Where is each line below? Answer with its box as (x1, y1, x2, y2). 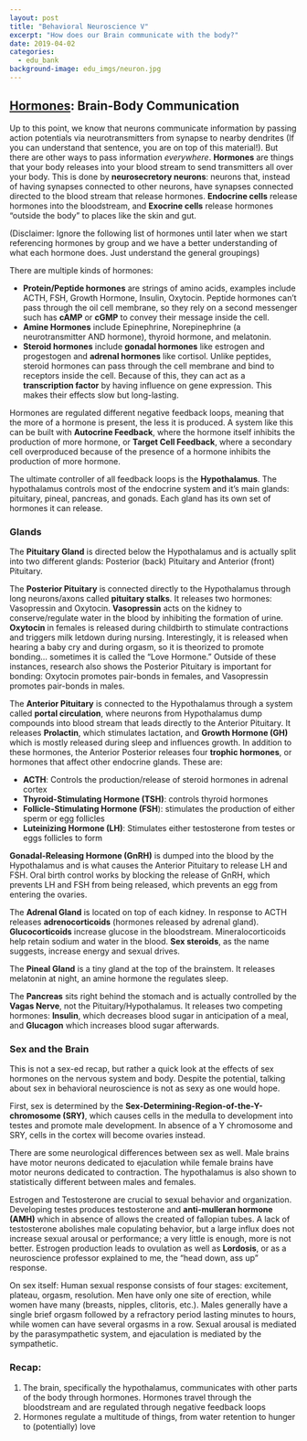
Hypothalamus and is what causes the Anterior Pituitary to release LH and (9, 859, 288, 870)
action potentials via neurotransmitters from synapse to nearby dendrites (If (9, 132, 295, 143)
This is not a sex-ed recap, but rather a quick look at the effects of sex (9, 1063, 274, 1074)
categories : (9, 48, 55, 57)
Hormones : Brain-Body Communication (9, 98, 240, 114)
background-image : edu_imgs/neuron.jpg (9, 65, 162, 74)
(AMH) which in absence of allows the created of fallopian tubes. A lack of (9, 1213, 291, 1225)
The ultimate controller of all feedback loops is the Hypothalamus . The (9, 473, 277, 485)
